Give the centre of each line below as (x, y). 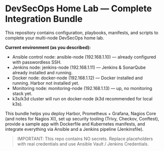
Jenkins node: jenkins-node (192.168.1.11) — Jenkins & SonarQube (79, 67)
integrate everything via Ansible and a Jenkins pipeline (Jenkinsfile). (74, 129)
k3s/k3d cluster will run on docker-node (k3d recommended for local (82, 98)
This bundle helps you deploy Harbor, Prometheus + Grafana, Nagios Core (81, 113)
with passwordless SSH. (37, 62)
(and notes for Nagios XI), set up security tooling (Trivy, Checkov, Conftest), (82, 119)
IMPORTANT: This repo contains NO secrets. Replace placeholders (85, 139)
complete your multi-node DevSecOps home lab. (55, 38)
